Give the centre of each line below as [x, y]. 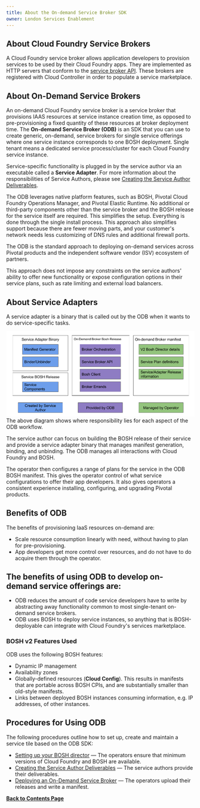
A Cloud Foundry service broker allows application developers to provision [98, 58]
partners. [17, 259]
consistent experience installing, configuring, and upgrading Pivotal [89, 488]
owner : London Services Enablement [50, 19]
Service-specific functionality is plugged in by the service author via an [94, 166]
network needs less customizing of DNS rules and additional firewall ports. [98, 235]
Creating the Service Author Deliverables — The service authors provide [104, 767]
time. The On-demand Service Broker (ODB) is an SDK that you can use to [98, 129]
